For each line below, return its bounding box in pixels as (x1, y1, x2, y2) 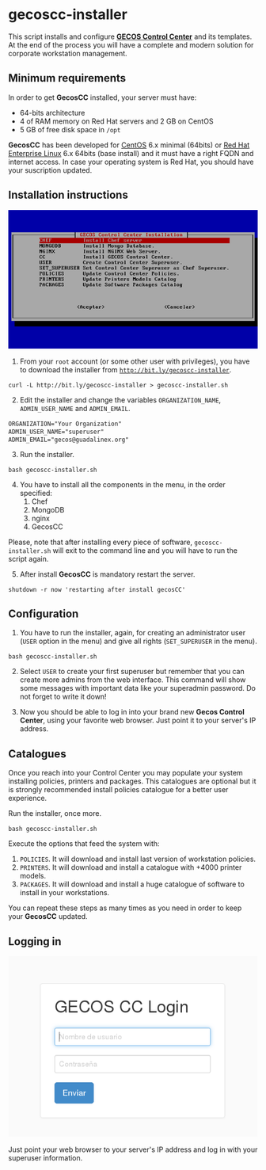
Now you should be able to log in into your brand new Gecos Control (19, 707, 245, 717)
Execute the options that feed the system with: (8, 839, 160, 848)
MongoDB (31, 505, 65, 514)
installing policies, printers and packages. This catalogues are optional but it (8, 776, 256, 786)
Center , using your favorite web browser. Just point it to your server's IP (19, 715, 256, 726)
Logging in (8, 935, 62, 948)
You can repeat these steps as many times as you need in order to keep (8, 903, 242, 913)
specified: (19, 488, 53, 497)
